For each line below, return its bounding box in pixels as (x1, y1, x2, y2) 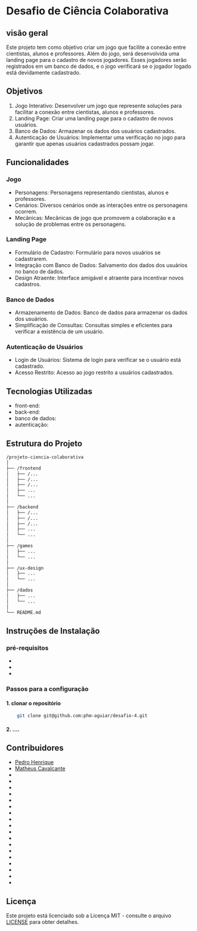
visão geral (6, 28, 49, 38)
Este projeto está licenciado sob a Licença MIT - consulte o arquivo (6, 912, 171, 919)
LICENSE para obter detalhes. (6, 918, 79, 926)
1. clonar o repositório (6, 699, 61, 707)
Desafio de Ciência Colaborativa (6, 4, 169, 18)
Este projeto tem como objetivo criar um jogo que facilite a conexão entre (6, 44, 186, 51)
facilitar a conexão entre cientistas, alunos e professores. (14, 108, 156, 116)
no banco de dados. (14, 268, 64, 275)
